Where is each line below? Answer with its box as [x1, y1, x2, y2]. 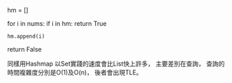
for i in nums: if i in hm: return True [7, 20, 107, 27]
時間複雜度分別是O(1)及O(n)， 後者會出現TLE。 [7, 68, 143, 76]
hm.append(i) [7, 33, 45, 40]
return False [7, 45, 42, 53]
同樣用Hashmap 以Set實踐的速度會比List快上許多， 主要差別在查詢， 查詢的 [7, 59, 225, 68]
